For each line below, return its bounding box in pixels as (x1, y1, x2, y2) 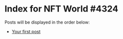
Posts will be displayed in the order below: (4, 19, 90, 25)
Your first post (11, 28, 41, 34)
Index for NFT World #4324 (4, 3, 119, 14)
